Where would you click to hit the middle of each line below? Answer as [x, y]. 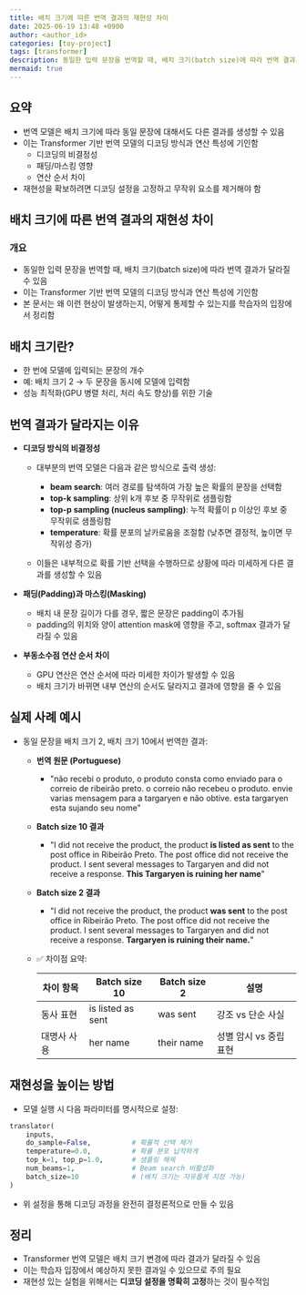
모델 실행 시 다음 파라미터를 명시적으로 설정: [101, 1108]
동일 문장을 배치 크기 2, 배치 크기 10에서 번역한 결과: [115, 741]
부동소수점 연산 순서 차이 [66, 655]
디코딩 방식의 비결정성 [61, 448]
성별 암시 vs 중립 [251, 1036]
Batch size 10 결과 [70, 826]
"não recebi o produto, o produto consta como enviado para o [166, 779]
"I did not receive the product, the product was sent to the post [169, 911]
